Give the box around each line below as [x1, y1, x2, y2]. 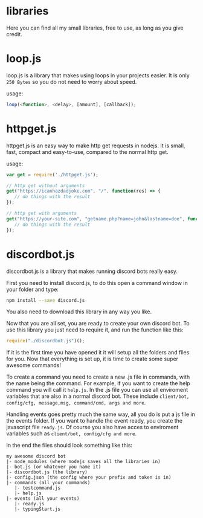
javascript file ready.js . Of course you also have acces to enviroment [6, 424, 179, 431]
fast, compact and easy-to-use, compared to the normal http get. [6, 148, 169, 155]
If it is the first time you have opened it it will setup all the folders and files [6, 349, 190, 356]
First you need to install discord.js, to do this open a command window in [6, 279, 188, 286]
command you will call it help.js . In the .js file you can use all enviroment [6, 386, 188, 394]
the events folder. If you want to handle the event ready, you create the [6, 417, 183, 424]
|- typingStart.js [14, 506, 61, 513]
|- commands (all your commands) [6, 480, 91, 486]
